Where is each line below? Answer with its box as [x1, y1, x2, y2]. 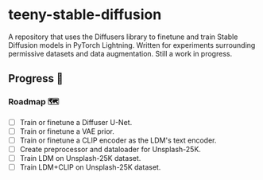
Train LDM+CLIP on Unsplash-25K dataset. [19, 162, 161, 172]
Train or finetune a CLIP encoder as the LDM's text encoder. [19, 135, 217, 145]
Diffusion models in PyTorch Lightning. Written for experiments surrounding [8, 40, 256, 49]
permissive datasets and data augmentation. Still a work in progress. [8, 49, 233, 58]
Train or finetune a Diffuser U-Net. [19, 117, 133, 127]
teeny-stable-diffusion [8, 6, 162, 24]
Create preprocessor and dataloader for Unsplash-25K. [19, 144, 201, 154]
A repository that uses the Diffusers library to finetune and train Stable [8, 32, 238, 41]
